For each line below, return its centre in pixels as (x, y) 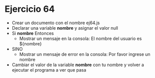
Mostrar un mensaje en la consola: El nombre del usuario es (80, 39)
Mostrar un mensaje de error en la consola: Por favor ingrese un (85, 54)
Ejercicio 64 (30, 9)
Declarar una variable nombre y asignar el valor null (65, 28)
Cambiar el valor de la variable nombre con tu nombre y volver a (78, 65)
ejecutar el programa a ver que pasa (49, 70)
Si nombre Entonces (33, 33)
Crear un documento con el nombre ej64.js (56, 23)
